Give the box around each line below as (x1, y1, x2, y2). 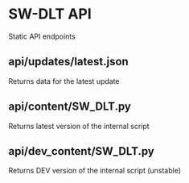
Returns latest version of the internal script (8, 121, 150, 131)
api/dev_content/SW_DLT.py (8, 144, 154, 158)
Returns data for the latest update (8, 76, 120, 85)
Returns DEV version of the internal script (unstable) (8, 166, 182, 176)
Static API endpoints (8, 31, 76, 41)
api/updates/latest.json (8, 55, 129, 69)
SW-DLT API (8, 5, 92, 23)
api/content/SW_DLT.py (8, 100, 131, 114)
